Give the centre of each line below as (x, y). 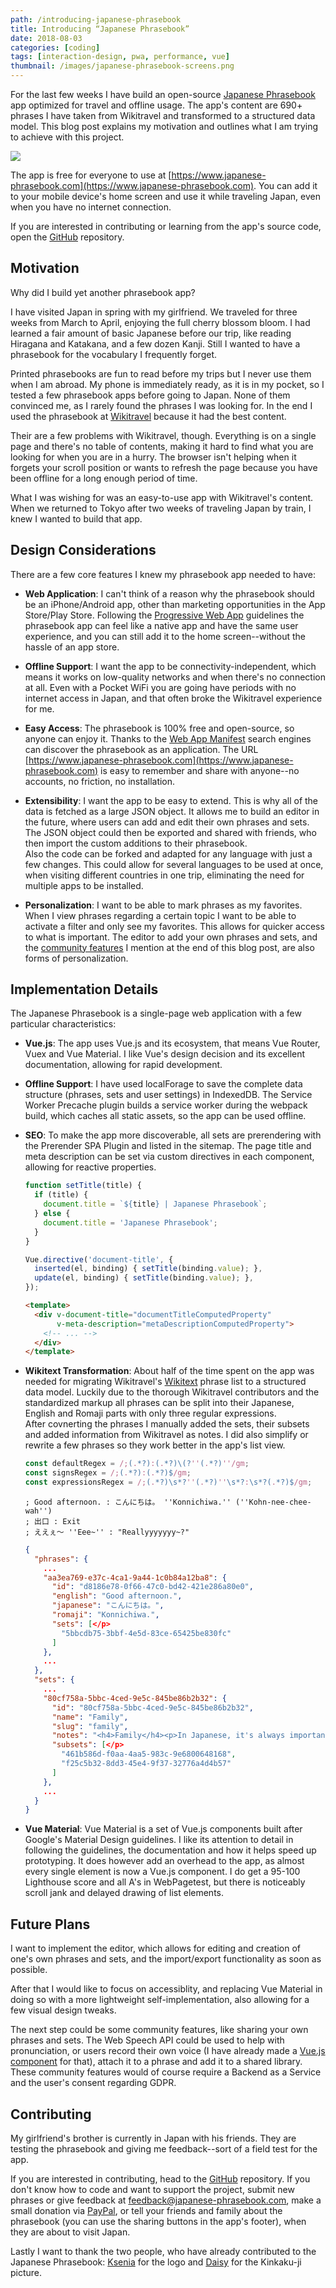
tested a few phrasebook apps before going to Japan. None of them (150, 395)
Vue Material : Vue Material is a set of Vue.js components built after (163, 1829)
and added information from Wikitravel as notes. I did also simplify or (166, 1435)
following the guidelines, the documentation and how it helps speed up (170, 1850)
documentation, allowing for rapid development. (123, 1065)
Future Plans (50, 1924)
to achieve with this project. (67, 137)
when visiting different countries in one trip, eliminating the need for (164, 875)
